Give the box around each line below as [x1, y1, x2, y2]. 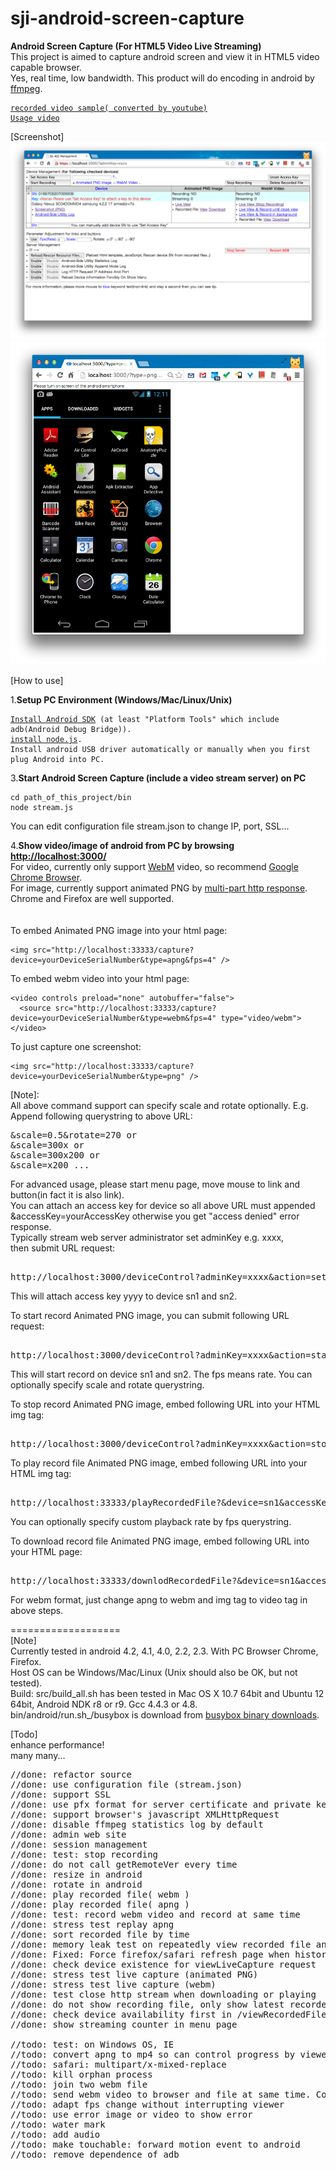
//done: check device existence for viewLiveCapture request [10, 1959, 317, 1971]
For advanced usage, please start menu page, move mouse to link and [10, 1178, 301, 1191]
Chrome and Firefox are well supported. [10, 893, 175, 905]
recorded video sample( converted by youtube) [10, 103, 208, 113]
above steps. [10, 1605, 64, 1617]
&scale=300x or [10, 1140, 85, 1151]
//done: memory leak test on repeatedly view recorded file [10, 1939, 312, 1951]
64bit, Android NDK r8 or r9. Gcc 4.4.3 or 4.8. [10, 1698, 198, 1711]
